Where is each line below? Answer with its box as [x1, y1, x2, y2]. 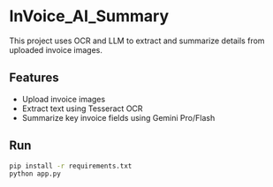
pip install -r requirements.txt [9, 161, 133, 170]
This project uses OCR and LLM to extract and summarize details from [9, 35, 265, 46]
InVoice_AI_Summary [9, 6, 170, 26]
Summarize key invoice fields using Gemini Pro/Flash [21, 112, 216, 123]
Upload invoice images [21, 93, 106, 104]
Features [9, 71, 59, 86]
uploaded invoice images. [9, 44, 103, 55]
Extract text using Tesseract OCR [21, 103, 143, 114]
